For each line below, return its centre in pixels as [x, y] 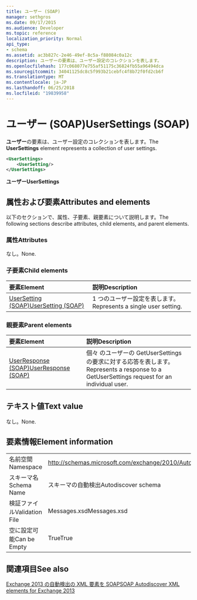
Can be [25, 539]
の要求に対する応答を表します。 [130, 362]
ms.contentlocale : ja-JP [36, 83]
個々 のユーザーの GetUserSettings [134, 353]
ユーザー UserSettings [33, 182]
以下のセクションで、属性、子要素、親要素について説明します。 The [87, 217]
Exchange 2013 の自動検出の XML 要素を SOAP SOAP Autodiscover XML [93, 584]
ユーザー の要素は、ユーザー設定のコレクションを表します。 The [82, 141]
